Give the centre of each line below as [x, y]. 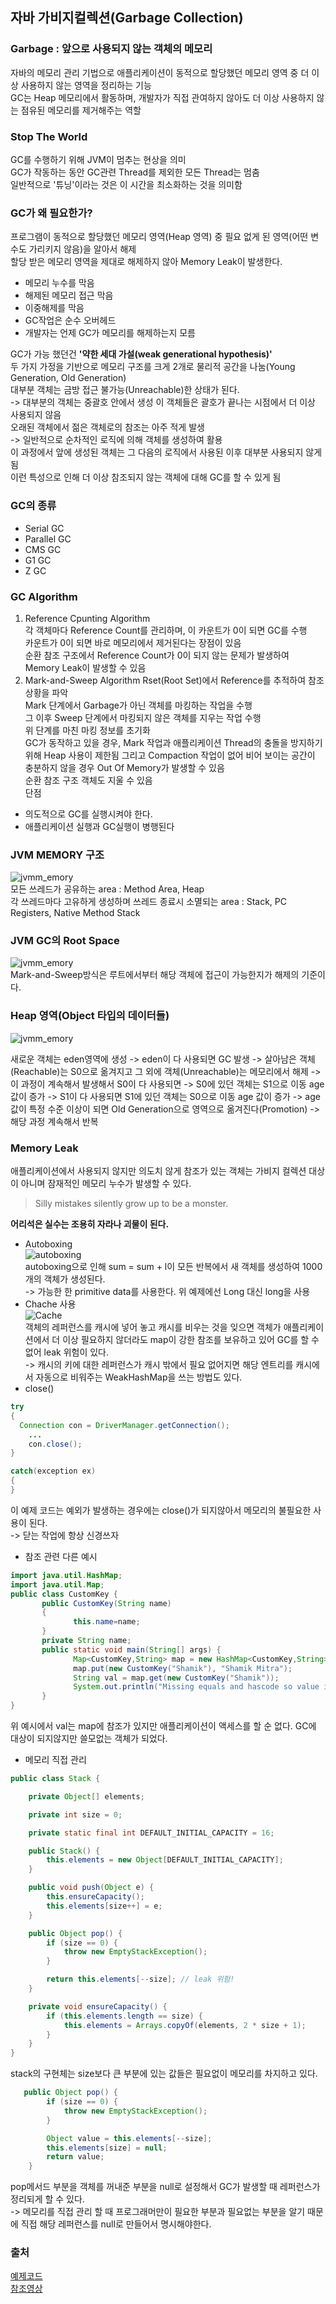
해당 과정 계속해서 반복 [54, 1121]
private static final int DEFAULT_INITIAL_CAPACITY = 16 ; [151, 1833]
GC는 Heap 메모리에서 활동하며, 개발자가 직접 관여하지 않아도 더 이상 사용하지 [162, 97]
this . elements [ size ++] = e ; [104, 1906]
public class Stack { [55, 1779]
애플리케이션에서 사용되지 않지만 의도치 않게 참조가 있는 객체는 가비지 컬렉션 [158, 1171]
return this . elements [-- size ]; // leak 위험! [140, 1979]
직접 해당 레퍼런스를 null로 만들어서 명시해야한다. [116, 2224]
